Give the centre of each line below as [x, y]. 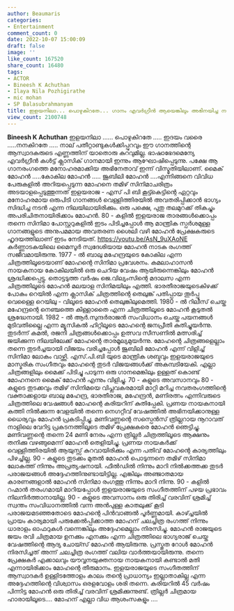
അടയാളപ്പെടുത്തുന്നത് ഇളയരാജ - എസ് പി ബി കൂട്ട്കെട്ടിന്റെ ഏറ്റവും [103, 191]
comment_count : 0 [32, 33]
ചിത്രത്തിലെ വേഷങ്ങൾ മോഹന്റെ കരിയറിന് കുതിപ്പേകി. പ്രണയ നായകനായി [116, 403]
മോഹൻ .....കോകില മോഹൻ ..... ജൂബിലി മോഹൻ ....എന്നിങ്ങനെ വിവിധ [110, 176]
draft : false [26, 46]
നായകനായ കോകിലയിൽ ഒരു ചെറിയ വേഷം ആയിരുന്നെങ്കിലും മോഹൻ [110, 270]
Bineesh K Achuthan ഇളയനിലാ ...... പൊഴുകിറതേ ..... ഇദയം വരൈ [105, 137]
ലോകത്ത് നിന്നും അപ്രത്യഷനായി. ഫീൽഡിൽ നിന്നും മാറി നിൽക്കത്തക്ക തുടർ [115, 466]
